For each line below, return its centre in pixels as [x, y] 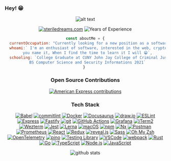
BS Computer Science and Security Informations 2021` [88, 62]
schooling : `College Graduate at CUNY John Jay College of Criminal [84, 57]
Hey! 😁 [14, 8]
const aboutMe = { [85, 39]
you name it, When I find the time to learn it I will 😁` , [88, 53]
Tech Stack [85, 104]
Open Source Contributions [85, 80]
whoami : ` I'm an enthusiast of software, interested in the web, [80, 48]
